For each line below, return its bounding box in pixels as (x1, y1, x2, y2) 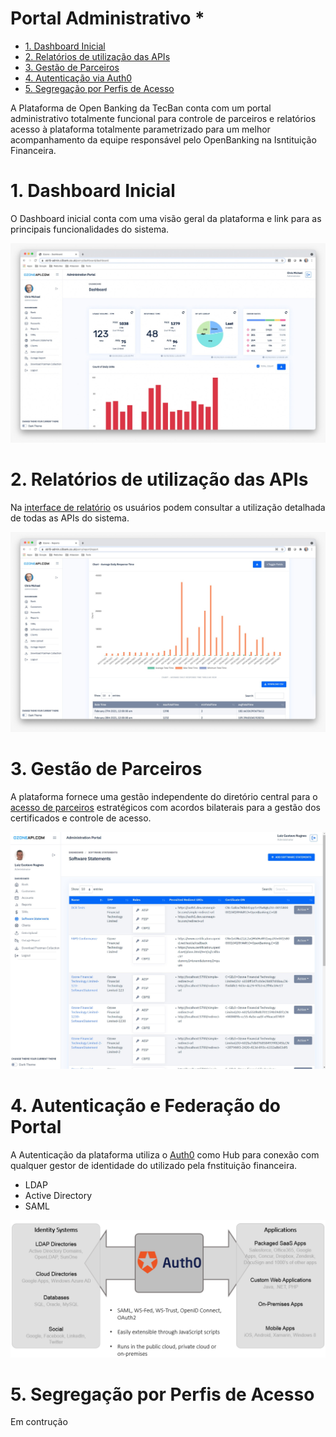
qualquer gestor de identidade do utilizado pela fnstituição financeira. (10, 1160, 298, 1171)
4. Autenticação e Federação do (10, 1095, 282, 1117)
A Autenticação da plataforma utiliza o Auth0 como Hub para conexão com (10, 1149, 320, 1161)
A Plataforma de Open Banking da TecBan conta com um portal (10, 102, 272, 114)
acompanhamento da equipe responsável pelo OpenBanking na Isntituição (10, 133, 317, 146)
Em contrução (10, 1416, 68, 1428)
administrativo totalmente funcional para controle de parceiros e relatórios (10, 112, 317, 124)
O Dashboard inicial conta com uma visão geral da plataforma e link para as (10, 212, 322, 224)
